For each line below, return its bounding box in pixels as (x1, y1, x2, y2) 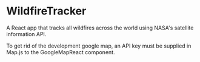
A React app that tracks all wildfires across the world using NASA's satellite (6, 24, 194, 31)
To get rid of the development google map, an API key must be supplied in (6, 42, 192, 49)
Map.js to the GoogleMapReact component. (6, 48, 115, 55)
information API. (6, 30, 47, 37)
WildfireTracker (6, 4, 87, 18)
